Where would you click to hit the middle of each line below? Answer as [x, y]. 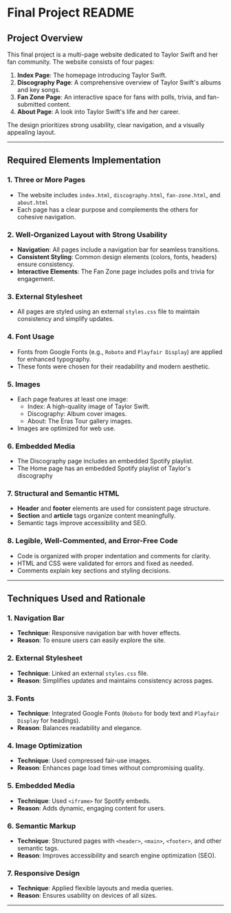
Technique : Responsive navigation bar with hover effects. [99, 633]
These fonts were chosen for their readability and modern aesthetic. [114, 366]
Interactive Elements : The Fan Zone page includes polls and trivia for [115, 271]
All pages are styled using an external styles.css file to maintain [108, 311]
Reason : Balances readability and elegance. [79, 728]
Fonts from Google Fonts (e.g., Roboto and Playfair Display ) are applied [120, 351]
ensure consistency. [45, 264]
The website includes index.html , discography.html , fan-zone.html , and [119, 195]
